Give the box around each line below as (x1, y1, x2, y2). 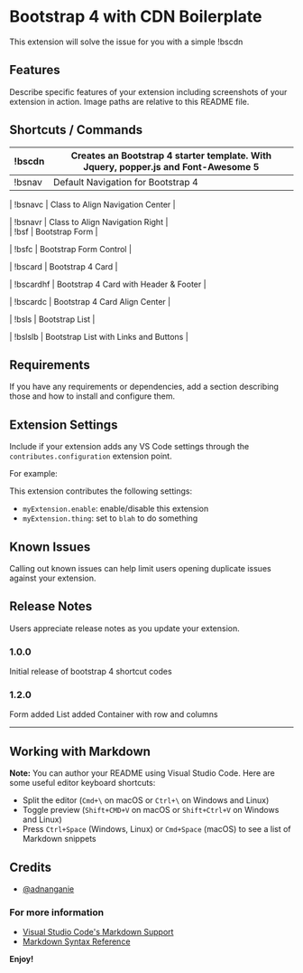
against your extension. (9, 572, 96, 583)
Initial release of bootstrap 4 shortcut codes (9, 666, 173, 677)
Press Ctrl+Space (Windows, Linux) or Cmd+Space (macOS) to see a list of (22, 824, 291, 835)
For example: (9, 468, 59, 479)
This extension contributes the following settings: (9, 486, 192, 496)
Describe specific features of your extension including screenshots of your (9, 86, 288, 97)
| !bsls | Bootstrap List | (9, 314, 96, 325)
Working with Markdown (9, 743, 151, 759)
